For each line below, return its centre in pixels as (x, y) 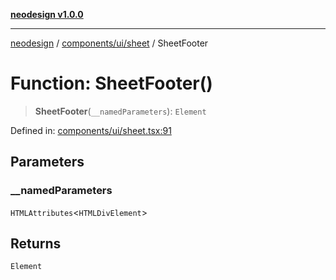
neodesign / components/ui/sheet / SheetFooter (109, 43)
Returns (36, 244)
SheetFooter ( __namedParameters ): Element (120, 111)
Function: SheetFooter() (111, 83)
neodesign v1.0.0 (47, 14)
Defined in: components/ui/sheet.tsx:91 (91, 130)
